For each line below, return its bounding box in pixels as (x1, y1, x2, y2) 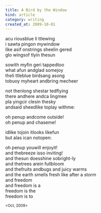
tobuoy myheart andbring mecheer (5, 78, 79, 84)
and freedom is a (5, 182, 41, 189)
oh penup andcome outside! (5, 114, 64, 120)
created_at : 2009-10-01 (5, 21, 56, 27)
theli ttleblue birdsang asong (5, 72, 65, 79)
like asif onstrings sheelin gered (5, 46, 72, 52)
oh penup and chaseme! (5, 119, 56, 125)
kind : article (5, 12, 36, 17)
